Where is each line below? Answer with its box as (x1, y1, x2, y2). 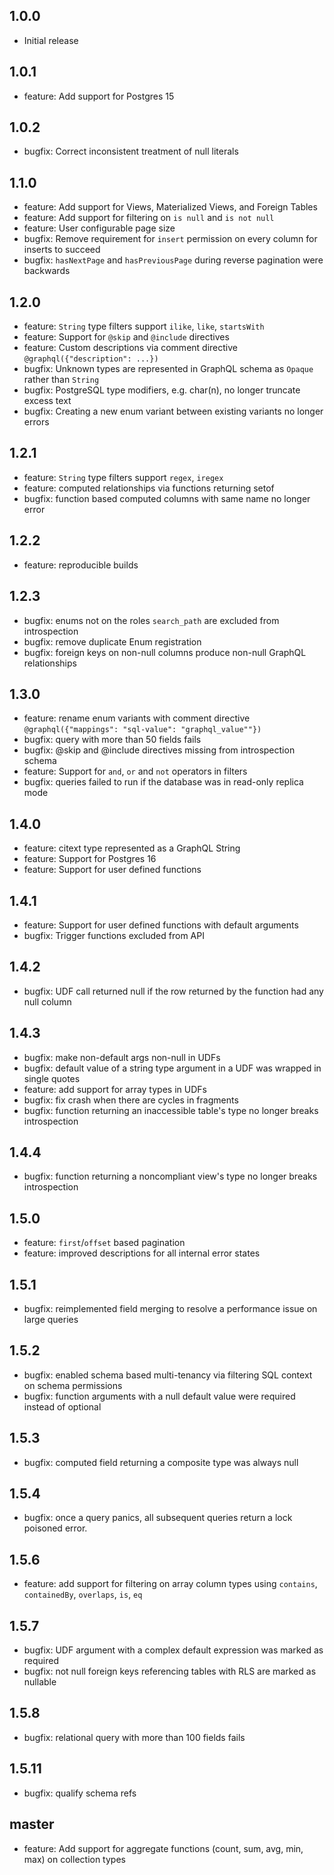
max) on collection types (23, 1853, 126, 1865)
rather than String (23, 374, 100, 386)
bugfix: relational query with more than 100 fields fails (23, 1731, 246, 1743)
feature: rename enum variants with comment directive (23, 712, 251, 724)
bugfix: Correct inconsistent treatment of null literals (23, 145, 239, 158)
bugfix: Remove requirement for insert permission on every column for (23, 233, 318, 245)
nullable (23, 1676, 57, 1688)
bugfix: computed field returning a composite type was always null (23, 1456, 299, 1468)
